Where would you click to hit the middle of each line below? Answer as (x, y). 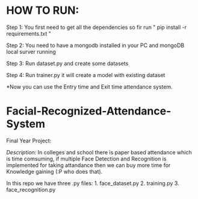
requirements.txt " (29, 33)
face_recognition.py (31, 189)
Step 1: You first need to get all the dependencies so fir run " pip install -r (97, 27)
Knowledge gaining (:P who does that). (54, 171)
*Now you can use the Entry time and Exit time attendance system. (89, 87)
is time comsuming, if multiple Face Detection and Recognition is (86, 159)
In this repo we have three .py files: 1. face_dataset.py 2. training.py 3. (93, 183)
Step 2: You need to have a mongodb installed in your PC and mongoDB (95, 45)
